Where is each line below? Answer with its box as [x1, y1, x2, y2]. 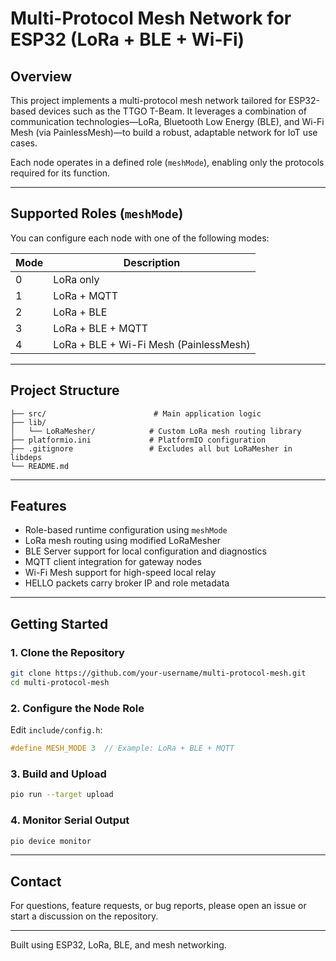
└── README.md [10, 461, 70, 471]
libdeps [10, 452, 43, 462]
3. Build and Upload [10, 767, 107, 781]
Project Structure [10, 382, 120, 399]
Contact [10, 873, 62, 890]
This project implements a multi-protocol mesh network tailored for [10, 95, 287, 106]
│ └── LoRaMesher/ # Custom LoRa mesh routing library [10, 426, 302, 436]
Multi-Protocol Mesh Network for [10, 7, 292, 30]
